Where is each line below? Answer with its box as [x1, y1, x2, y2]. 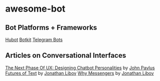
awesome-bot [5, 3, 66, 15]
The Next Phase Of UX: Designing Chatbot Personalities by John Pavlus [5, 64, 155, 71]
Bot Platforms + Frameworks [5, 23, 97, 32]
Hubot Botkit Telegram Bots [5, 36, 63, 43]
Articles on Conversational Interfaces [5, 51, 127, 60]
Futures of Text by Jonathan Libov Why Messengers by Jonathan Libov [5, 70, 154, 76]
